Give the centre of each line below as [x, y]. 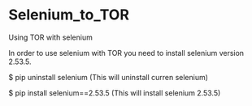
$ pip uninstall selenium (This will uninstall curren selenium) [109, 77]
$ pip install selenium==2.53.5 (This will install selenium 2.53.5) [115, 93]
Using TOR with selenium [51, 37]
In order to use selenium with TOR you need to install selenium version [126, 53]
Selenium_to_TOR [69, 15]
